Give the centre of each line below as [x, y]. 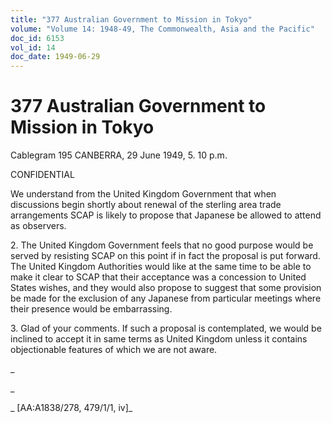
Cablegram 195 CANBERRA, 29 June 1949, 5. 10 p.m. [119, 155]
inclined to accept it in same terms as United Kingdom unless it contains [159, 339]
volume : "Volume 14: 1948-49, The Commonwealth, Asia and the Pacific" [162, 29]
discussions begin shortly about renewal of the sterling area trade [146, 205]
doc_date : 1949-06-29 [55, 57]
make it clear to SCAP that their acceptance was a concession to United [158, 277]
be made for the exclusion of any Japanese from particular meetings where [166, 298]
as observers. [38, 226]
